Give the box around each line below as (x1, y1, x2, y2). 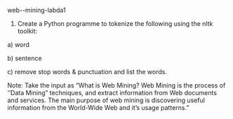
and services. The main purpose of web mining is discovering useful (7, 96, 206, 104)
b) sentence (7, 54, 42, 62)
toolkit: (17, 27, 38, 35)
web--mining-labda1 (7, 6, 66, 14)
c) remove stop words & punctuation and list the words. (7, 68, 167, 76)
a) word (7, 41, 30, 48)
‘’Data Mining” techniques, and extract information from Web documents (7, 89, 218, 97)
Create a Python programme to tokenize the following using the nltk (17, 20, 213, 27)
